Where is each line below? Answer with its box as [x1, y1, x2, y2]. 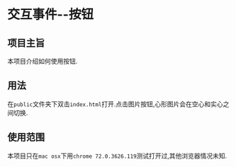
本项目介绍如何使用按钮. [7, 57, 78, 65]
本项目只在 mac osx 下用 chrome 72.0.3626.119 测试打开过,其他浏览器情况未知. [7, 151, 227, 160]
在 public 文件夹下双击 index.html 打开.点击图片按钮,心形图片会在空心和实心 [7, 100, 223, 108]
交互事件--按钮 [7, 6, 94, 23]
